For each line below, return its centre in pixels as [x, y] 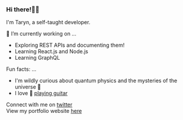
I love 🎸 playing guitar [41, 93]
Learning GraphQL [37, 58]
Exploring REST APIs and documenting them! [70, 45]
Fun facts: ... [21, 69]
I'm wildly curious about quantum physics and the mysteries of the [96, 81]
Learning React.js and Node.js [52, 51]
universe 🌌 [28, 87]
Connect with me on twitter [39, 105]
